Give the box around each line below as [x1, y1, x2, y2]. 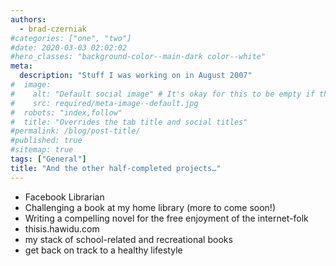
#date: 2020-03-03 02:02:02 [10, 42, 128, 53]
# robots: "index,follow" [10, 107, 123, 118]
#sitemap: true [10, 145, 74, 155]
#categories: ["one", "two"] [10, 33, 132, 43]
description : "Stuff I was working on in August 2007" [19, 71, 253, 81]
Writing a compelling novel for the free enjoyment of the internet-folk [24, 212, 309, 224]
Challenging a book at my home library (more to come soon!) [24, 201, 277, 213]
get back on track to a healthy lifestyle [24, 244, 183, 256]
